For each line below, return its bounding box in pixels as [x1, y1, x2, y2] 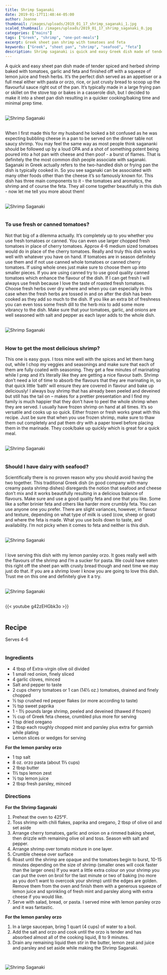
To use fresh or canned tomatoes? [5, 221, 89, 228]
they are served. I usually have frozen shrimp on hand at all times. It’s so [5, 404, 153, 410]
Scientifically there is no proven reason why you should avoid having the [5, 475, 154, 481]
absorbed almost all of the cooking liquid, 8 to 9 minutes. [12, 934, 129, 940]
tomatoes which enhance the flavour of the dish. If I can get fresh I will [5, 275, 150, 281]
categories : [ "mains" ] [5, 30, 52, 35]
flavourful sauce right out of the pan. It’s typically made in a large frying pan [5, 84, 161, 90]
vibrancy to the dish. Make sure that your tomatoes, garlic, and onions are [5, 307, 157, 313]
